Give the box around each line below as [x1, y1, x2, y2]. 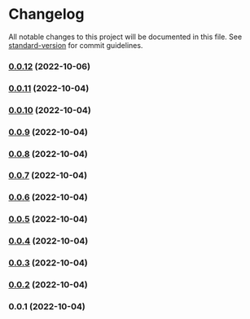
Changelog [8, 5, 85, 24]
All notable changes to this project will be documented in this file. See [8, 32, 243, 42]
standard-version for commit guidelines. [8, 40, 143, 50]
